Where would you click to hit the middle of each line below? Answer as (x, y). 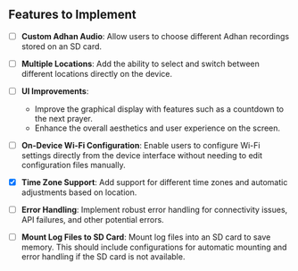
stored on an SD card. (62, 46)
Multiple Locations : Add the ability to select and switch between (140, 64)
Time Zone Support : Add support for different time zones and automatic (154, 182)
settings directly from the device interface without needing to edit (142, 156)
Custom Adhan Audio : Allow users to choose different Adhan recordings (155, 36)
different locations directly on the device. (97, 73)
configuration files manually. (73, 165)
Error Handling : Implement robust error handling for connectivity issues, (154, 210)
